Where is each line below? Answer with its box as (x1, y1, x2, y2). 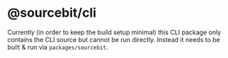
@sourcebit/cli (7, 5, 97, 21)
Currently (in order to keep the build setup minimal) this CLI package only (7, 28, 222, 36)
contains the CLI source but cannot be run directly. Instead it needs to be (7, 35, 221, 43)
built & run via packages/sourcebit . (7, 43, 108, 51)
